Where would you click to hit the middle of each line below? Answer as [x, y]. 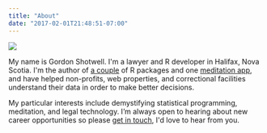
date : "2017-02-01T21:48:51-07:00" [68, 23]
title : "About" [34, 16]
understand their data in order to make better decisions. [102, 87]
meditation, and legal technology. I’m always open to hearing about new [128, 111]
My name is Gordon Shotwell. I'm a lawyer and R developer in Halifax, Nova [134, 61]
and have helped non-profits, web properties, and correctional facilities [127, 78]
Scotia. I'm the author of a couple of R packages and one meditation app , [130, 70]
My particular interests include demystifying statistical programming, [123, 102]
